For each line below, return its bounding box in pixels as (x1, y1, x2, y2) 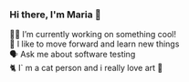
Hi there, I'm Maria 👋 (9, 8, 102, 21)
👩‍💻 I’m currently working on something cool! (9, 29, 176, 40)
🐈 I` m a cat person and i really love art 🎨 (9, 63, 163, 74)
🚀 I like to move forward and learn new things (9, 38, 180, 49)
